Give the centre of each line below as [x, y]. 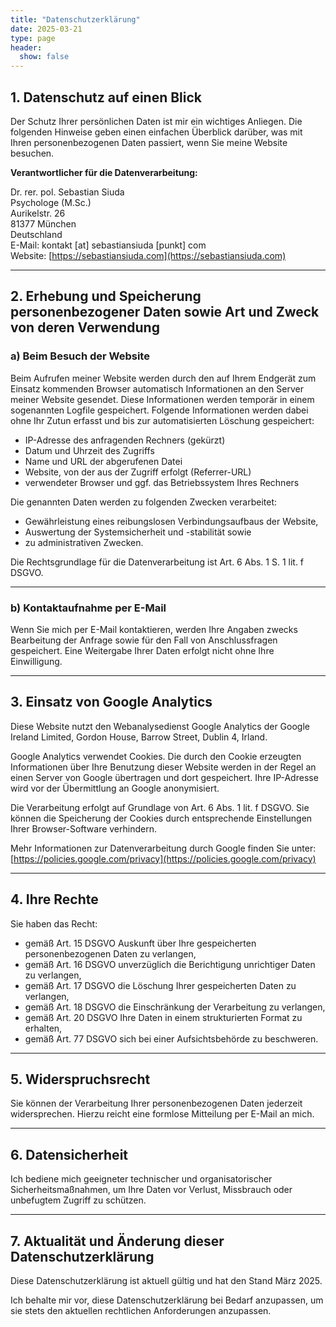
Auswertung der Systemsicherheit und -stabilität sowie [138, 532]
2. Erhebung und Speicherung [106, 296]
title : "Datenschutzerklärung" [75, 19]
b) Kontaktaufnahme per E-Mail [88, 608]
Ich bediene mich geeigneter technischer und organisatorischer [141, 1179]
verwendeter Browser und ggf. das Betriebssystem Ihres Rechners [162, 482]
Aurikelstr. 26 [38, 213]
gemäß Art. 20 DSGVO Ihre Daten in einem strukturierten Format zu [163, 1017]
